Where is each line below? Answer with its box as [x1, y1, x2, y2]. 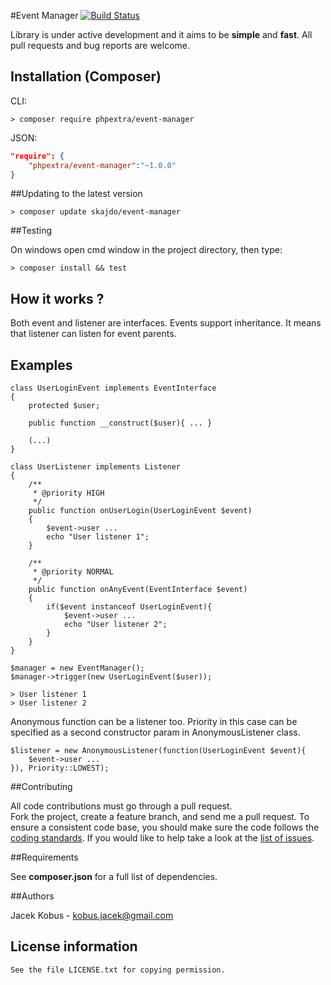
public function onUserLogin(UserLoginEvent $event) [28, 506, 253, 516]
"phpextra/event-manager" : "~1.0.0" [28, 160, 177, 170]
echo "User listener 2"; [63, 620, 168, 630]
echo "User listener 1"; [46, 532, 150, 542]
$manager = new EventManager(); [10, 663, 145, 674]
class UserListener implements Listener [10, 462, 182, 472]
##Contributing [10, 781, 73, 793]
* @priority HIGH [32, 488, 105, 499]
